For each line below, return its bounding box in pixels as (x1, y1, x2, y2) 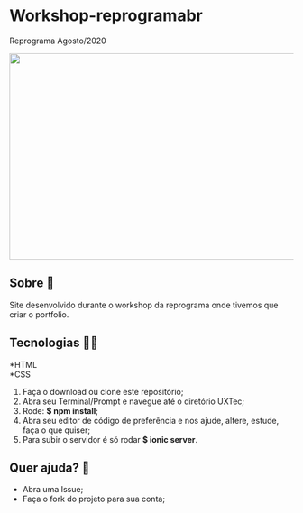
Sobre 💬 (9, 276, 55, 291)
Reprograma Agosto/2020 (9, 35, 106, 46)
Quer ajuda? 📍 (9, 460, 90, 475)
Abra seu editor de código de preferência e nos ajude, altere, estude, (22, 415, 280, 426)
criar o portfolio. (9, 308, 69, 320)
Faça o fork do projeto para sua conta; (22, 493, 165, 505)
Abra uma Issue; (22, 484, 84, 495)
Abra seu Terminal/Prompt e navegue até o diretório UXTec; (22, 396, 245, 407)
